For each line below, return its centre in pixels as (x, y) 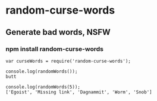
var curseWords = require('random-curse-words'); (68, 61)
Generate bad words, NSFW (58, 32)
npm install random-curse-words (54, 49)
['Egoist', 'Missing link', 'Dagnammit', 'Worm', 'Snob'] (79, 92)
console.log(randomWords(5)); (43, 87)
